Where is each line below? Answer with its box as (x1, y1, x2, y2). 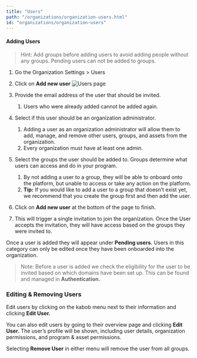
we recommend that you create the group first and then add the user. (23, 192, 191, 199)
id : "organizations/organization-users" (6, 19, 107, 25)
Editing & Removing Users (6, 290, 82, 298)
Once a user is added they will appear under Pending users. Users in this (6, 239, 184, 246)
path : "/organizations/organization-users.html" (6, 14, 128, 20)
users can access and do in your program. (14, 162, 118, 169)
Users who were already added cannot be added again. (23, 102, 159, 110)
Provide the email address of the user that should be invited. (14, 91, 161, 98)
